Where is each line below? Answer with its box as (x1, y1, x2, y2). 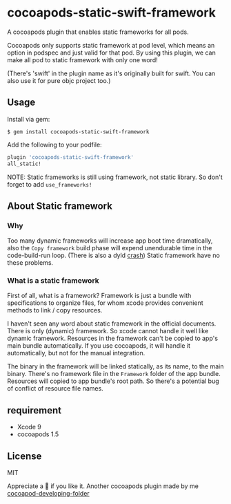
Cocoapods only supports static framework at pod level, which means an (7, 41, 215, 49)
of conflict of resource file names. (7, 384, 103, 393)
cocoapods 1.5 (17, 430, 59, 438)
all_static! (7, 160, 41, 167)
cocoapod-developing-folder (7, 489, 90, 498)
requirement (7, 404, 62, 416)
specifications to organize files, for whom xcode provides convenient (7, 299, 203, 307)
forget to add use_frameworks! (7, 180, 92, 188)
